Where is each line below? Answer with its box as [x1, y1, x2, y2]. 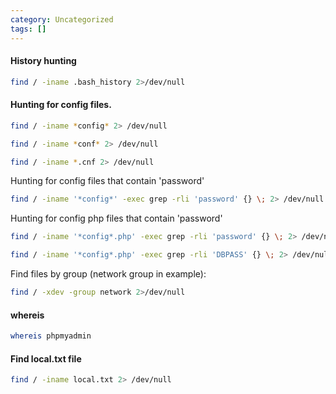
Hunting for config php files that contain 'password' [10, 212, 223, 225]
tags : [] [10, 24, 47, 34]
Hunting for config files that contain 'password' [10, 175, 205, 187]
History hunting [10, 55, 77, 67]
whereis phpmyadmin [10, 331, 92, 341]
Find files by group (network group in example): [10, 268, 207, 280]
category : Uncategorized [10, 14, 114, 25]
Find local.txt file [10, 352, 82, 365]
